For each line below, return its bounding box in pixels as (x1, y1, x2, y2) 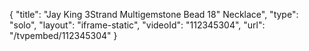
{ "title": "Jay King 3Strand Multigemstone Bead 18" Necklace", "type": (9, 9, 299, 20)
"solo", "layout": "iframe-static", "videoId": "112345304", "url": (9, 19, 266, 31)
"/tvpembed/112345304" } (9, 30, 118, 41)
